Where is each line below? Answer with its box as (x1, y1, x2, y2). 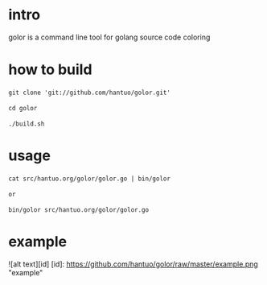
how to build (8, 60, 92, 79)
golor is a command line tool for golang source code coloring (8, 32, 211, 42)
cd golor (8, 104, 38, 112)
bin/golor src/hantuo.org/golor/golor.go (8, 205, 150, 214)
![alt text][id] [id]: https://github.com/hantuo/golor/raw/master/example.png (8, 259, 259, 269)
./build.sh (8, 119, 45, 128)
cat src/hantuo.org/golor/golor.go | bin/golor (8, 175, 171, 183)
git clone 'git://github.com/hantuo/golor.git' (8, 89, 171, 97)
